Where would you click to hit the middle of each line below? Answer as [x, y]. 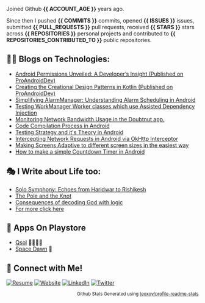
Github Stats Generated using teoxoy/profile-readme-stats [138, 294]
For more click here [39, 209]
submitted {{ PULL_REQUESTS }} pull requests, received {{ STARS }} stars [100, 27]
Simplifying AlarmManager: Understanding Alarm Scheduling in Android [105, 99]
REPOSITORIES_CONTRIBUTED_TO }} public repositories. [79, 40]
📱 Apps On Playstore [46, 228]
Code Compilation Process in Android [62, 126]
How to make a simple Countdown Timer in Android [80, 151]
